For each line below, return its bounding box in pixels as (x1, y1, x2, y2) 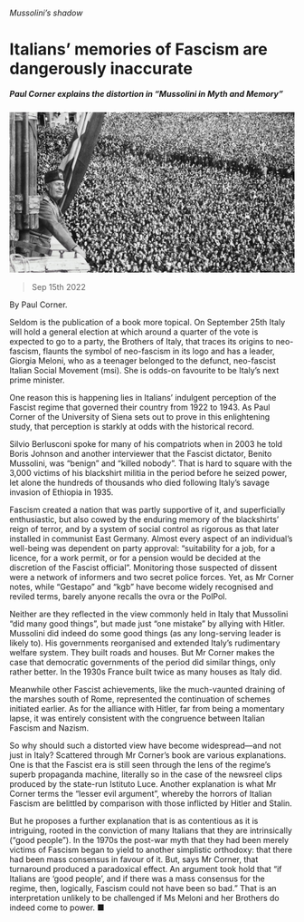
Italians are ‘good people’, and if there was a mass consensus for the (9, 873, 265, 884)
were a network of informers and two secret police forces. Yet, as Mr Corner (9, 572, 294, 583)
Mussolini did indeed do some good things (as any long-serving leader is (9, 628, 281, 639)
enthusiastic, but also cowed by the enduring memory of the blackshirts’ (9, 514, 280, 525)
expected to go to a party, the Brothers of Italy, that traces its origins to (9, 336, 274, 347)
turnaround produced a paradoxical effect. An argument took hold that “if (9, 864, 282, 875)
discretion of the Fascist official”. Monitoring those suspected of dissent (9, 562, 278, 573)
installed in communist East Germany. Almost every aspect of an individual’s (9, 533, 293, 544)
